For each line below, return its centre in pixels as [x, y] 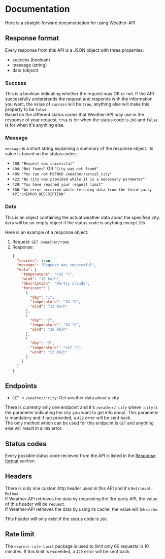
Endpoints [21, 386]
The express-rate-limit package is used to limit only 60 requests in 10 [77, 546]
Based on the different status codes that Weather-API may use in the [75, 115]
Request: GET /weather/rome [41, 242]
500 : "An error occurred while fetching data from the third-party [82, 190]
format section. [20, 461]
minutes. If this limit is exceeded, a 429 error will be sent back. [68, 551]
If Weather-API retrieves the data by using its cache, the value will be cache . [82, 509]
